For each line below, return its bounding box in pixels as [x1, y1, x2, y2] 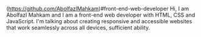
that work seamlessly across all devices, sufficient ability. [6, 24, 150, 31]
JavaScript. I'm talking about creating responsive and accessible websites [6, 18, 192, 24]
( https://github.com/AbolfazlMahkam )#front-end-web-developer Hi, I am [6, 5, 189, 12]
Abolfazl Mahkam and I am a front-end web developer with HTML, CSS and [6, 11, 196, 18]
